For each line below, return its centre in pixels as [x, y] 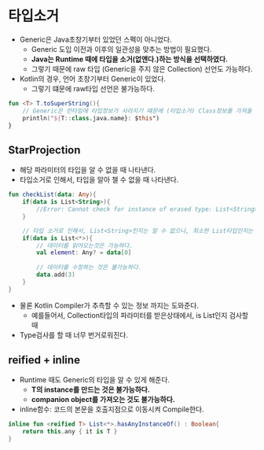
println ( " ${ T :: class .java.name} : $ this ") [91, 118]
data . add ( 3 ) [56, 275]
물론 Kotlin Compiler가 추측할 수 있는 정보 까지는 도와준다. [109, 305]
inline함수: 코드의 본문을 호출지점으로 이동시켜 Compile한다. [112, 409]
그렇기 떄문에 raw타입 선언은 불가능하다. [93, 88]
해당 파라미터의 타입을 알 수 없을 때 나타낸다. [88, 170]
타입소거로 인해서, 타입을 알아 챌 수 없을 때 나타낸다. [99, 180]
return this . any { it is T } [70, 432]
